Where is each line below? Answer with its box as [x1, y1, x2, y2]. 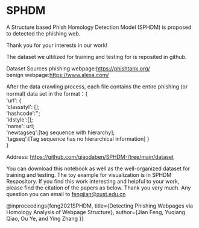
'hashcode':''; [6, 109, 40, 117]
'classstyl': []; [6, 103, 40, 110]
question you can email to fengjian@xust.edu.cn [6, 190, 126, 197]
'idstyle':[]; [6, 116, 33, 123]
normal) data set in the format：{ [6, 90, 88, 97]
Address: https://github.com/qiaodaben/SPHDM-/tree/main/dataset [6, 153, 174, 160]
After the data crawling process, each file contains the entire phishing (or [6, 82, 188, 90]
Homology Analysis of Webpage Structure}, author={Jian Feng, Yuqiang [6, 208, 186, 215]
